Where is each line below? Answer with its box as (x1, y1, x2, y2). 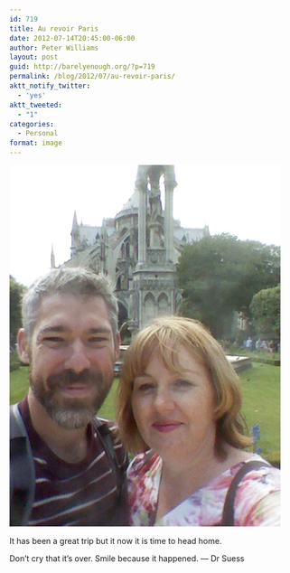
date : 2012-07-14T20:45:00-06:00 (9, 33, 136, 42)
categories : (9, 119, 54, 128)
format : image (9, 138, 63, 148)
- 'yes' (17, 90, 47, 99)
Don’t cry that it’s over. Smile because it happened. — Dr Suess (9, 553, 245, 564)
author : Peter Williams (9, 43, 99, 52)
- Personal (17, 129, 59, 138)
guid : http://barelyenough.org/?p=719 (9, 62, 155, 71)
